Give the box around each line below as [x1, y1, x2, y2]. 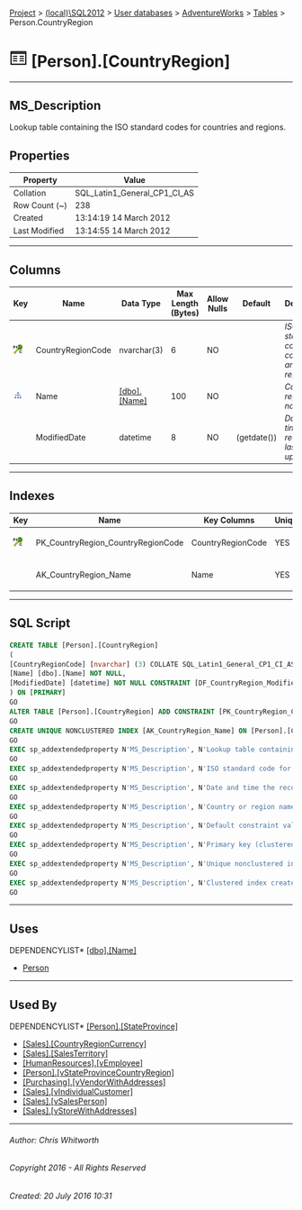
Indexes [9, 488, 56, 504]
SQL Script [9, 615, 71, 631]
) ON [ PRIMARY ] [9, 688, 67, 697]
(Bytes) [170, 307, 200, 319]
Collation [13, 187, 47, 198]
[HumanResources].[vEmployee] [22, 1058, 144, 1069]
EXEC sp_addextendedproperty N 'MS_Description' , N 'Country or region [9, 802, 276, 811]
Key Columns [203, 514, 255, 526]
